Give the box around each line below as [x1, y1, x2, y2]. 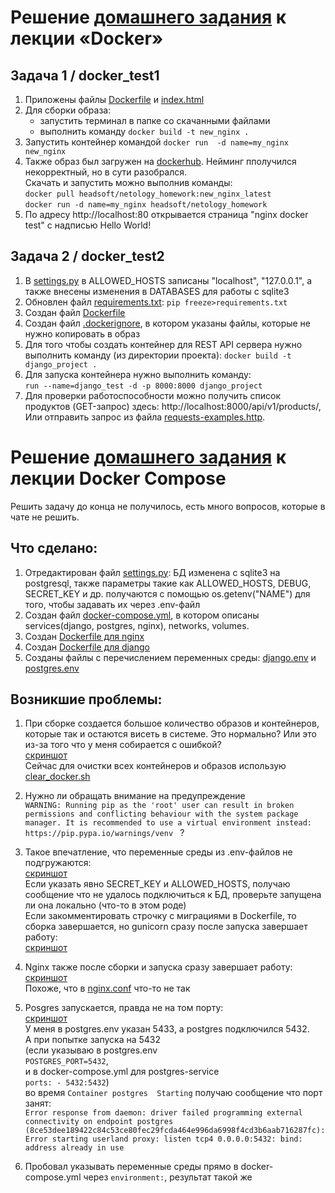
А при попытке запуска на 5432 [24, 1034, 162, 1046]
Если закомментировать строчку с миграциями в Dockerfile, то [24, 910, 297, 922]
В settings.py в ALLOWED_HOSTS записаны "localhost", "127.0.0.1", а [24, 274, 313, 286]
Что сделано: [10, 540, 98, 557]
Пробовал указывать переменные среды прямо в [24, 1161, 239, 1173]
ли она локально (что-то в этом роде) [24, 899, 187, 911]
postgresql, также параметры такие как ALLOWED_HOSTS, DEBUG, [24, 577, 312, 589]
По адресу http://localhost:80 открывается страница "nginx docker [24, 209, 309, 220]
